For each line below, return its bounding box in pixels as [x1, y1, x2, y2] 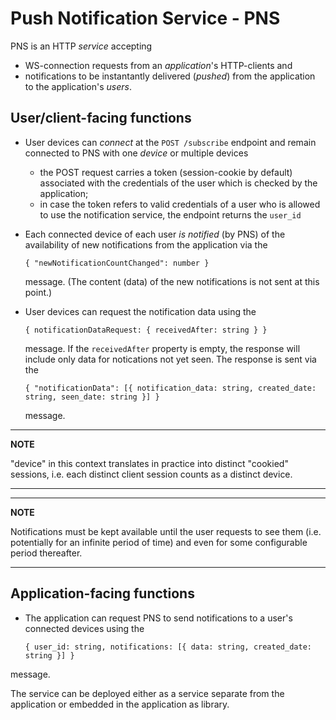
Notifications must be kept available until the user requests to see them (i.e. [10, 525, 322, 537]
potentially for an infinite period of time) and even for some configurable [10, 536, 308, 548]
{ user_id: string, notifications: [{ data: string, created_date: [24, 642, 312, 652]
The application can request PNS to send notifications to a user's [24, 612, 293, 624]
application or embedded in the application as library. [10, 698, 230, 710]
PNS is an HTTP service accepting [10, 40, 153, 52]
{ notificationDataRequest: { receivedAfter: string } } [24, 325, 268, 335]
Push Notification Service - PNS [10, 7, 281, 30]
